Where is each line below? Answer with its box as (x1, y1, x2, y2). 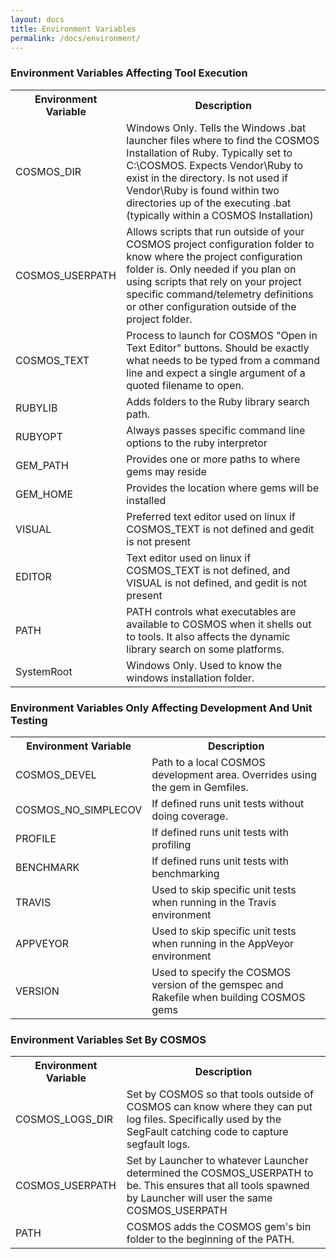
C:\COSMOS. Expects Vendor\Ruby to (126, 158, 304, 172)
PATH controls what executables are (126, 604, 297, 618)
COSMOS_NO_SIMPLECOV (15, 802, 143, 816)
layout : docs (10, 14, 65, 25)
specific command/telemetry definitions (126, 287, 314, 301)
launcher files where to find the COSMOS (126, 133, 320, 147)
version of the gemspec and (151, 977, 284, 991)
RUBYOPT (15, 429, 63, 443)
